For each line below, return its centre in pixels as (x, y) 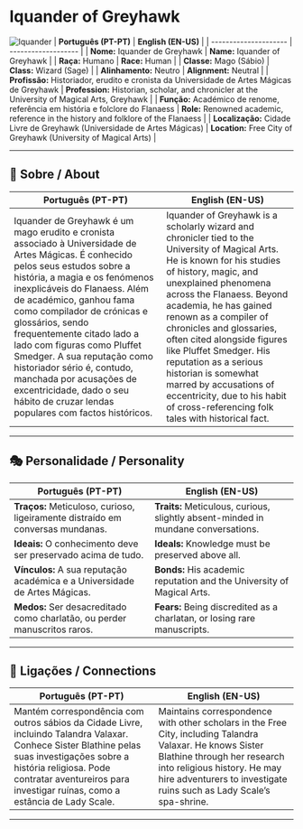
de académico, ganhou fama (74, 300)
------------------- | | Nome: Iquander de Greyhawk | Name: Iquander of (145, 51)
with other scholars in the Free (222, 722)
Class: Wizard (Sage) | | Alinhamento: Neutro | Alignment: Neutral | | (139, 70)
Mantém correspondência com (79, 712)
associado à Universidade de (75, 243)
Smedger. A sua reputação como (83, 356)
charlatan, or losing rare (205, 618)
